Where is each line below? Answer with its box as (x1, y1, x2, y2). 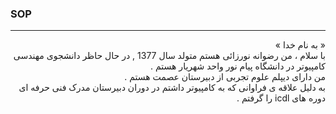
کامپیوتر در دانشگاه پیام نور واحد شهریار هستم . (150, 60, 326, 72)
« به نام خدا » (274, 39, 326, 51)
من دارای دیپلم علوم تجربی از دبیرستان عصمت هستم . (124, 71, 326, 83)
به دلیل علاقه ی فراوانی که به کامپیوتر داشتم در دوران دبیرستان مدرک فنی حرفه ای (18, 82, 326, 94)
